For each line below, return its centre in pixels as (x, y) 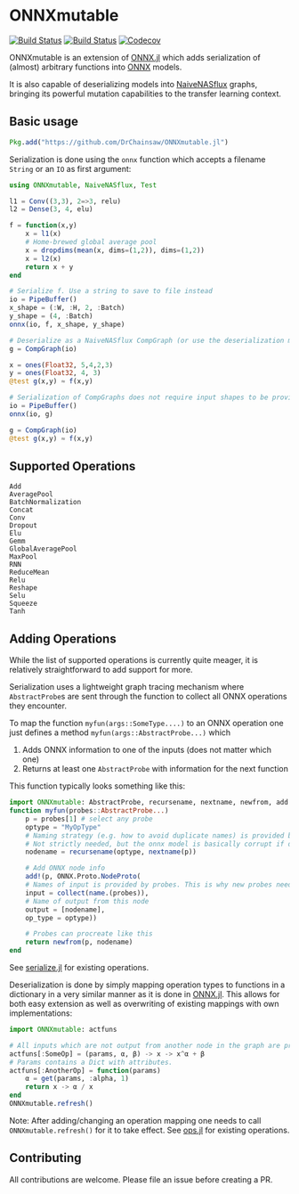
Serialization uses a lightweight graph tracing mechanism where (127, 687)
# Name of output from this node (87, 901)
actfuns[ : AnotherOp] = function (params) (85, 1070)
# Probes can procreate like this (89, 934)
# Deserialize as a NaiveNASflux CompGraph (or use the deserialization (147, 340)
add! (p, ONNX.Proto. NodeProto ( (83, 877)
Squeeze (24, 604)
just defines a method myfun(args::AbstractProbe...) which (120, 732)
